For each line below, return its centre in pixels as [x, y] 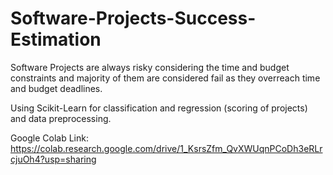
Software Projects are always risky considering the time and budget [150, 67]
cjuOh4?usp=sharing [53, 159]
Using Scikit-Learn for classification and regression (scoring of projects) [159, 108]
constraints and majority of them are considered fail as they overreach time [165, 78]
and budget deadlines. [56, 88]
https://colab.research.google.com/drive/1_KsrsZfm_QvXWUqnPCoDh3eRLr [166, 148]
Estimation [56, 39]
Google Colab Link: [49, 138]
